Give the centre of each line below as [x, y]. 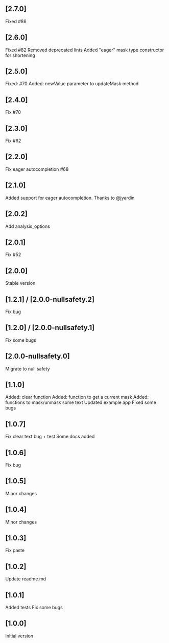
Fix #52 [13, 255]
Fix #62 [13, 141]
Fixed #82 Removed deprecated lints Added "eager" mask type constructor [85, 50]
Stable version [20, 283]
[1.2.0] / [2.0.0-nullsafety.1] [50, 328]
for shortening [20, 55]
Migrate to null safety [28, 368]
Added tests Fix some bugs [34, 608]
